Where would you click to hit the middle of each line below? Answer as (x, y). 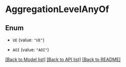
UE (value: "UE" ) (28, 40)
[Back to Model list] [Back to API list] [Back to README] (63, 59)
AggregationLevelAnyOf (57, 9)
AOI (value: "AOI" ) (31, 50)
